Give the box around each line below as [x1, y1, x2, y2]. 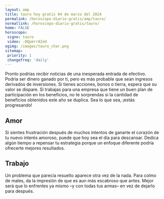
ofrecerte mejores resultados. [5, 145, 65, 151]
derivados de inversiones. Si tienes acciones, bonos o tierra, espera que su [5, 82, 157, 87]
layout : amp [5, 7, 29, 12]
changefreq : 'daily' [7, 57, 49, 62]
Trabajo [5, 159, 29, 168]
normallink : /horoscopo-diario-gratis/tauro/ [5, 21, 99, 26]
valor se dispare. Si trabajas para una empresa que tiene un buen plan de [5, 86, 153, 92]
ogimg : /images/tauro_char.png [5, 44, 69, 49]
